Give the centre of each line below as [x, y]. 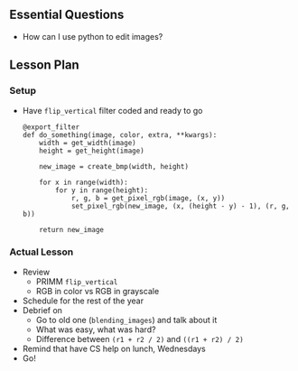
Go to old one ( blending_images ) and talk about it [126, 320]
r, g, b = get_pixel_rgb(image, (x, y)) [148, 198]
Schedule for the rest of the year [83, 301]
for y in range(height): [102, 190]
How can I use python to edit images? [93, 36]
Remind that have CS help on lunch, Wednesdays [114, 348]
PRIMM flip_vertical [77, 281]
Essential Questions [67, 15]
